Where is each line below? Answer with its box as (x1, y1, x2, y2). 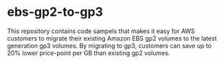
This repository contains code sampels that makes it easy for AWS (7, 27, 195, 35)
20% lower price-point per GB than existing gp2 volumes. (7, 49, 170, 57)
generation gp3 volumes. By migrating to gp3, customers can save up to (7, 41, 212, 50)
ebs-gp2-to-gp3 (7, 4, 103, 20)
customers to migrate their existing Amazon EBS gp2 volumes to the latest (7, 34, 217, 42)
